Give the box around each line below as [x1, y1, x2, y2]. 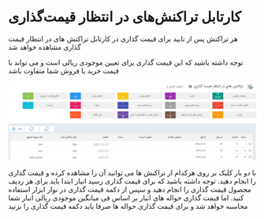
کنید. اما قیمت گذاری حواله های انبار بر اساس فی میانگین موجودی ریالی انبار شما [8, 193, 244, 202]
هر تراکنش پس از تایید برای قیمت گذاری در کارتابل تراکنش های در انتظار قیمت [8, 34, 238, 43]
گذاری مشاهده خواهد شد [8, 42, 81, 51]
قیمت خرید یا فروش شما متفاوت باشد [8, 65, 120, 75]
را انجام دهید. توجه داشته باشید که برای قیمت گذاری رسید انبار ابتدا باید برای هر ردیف [8, 176, 256, 186]
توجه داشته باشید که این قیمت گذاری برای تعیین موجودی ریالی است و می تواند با [8, 58, 244, 67]
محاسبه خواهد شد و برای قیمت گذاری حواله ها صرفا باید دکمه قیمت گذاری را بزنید [8, 202, 248, 211]
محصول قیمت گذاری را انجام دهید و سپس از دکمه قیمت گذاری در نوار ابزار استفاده [8, 185, 251, 195]
